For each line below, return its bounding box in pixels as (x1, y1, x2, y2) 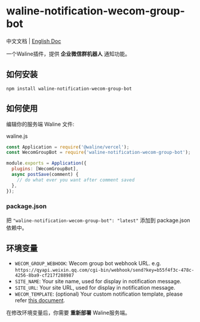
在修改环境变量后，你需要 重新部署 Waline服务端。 (6, 309, 131, 316)
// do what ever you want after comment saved (17, 177, 135, 183)
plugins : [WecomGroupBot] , (11, 166, 79, 172)
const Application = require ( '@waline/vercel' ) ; (6, 144, 130, 150)
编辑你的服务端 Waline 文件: (6, 120, 75, 127)
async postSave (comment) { (11, 172, 79, 178)
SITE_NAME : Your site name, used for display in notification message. (14, 277, 182, 285)
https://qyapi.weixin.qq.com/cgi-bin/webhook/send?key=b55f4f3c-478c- (14, 267, 195, 273)
